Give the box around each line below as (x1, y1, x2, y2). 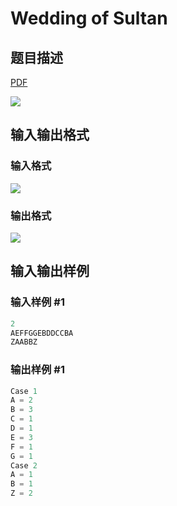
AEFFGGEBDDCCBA (10, 328, 74, 338)
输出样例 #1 (10, 363, 65, 377)
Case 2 (10, 460, 38, 471)
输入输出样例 (10, 263, 90, 280)
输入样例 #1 (10, 295, 65, 309)
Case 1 (10, 386, 38, 396)
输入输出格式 (10, 127, 90, 144)
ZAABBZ (10, 337, 38, 347)
